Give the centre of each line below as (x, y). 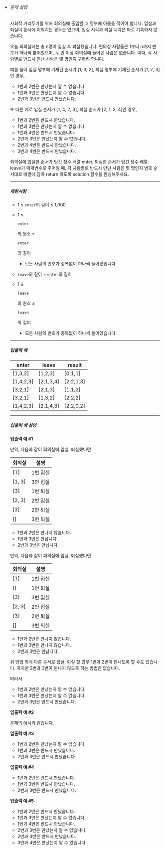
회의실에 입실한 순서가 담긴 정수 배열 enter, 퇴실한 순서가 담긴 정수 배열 (79, 162)
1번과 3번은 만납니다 (37, 539)
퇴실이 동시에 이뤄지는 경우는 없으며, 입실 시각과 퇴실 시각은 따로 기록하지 (81, 30)
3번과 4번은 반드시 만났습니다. (47, 151)
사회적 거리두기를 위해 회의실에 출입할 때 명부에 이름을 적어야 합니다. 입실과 (83, 23)
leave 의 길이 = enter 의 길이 (45, 274)
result (75, 365)
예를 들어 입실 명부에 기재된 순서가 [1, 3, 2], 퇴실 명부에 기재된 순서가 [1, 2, (82, 70)
